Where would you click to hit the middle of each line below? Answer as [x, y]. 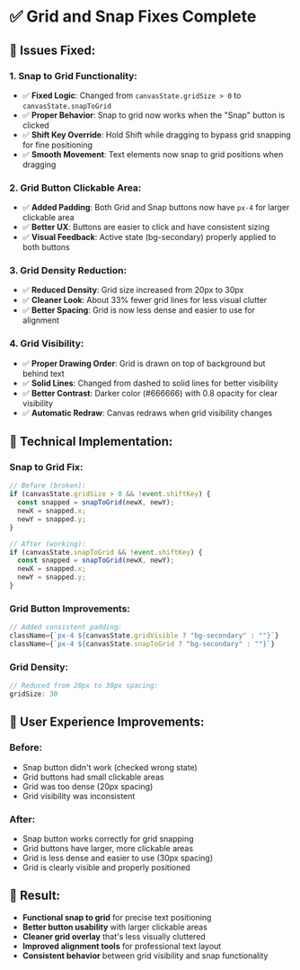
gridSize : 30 [34, 694]
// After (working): [48, 544]
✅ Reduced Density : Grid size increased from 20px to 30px [133, 290]
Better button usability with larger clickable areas [115, 927]
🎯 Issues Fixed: [53, 50]
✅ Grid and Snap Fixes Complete [133, 17]
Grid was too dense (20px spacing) [88, 786]
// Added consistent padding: [66, 627]
